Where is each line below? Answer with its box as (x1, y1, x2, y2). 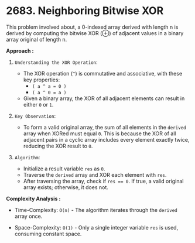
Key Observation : (14, 112, 56, 119)
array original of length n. (6, 36, 67, 43)
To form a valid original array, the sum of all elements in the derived (23, 124, 186, 131)
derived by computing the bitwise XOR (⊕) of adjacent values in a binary (6, 29, 184, 36)
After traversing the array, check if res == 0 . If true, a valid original (23, 177, 184, 184)
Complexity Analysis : (6, 195, 61, 202)
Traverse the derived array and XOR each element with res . (23, 171, 167, 178)
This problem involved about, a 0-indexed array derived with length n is (6, 23, 179, 30)
